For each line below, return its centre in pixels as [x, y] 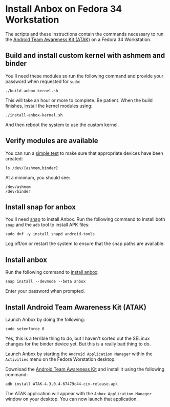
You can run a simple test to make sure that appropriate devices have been [84, 153]
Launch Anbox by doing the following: [45, 319]
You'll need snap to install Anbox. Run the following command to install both [85, 219]
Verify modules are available [52, 141]
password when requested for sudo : [43, 81]
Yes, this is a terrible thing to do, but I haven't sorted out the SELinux [78, 338]
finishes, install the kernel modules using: [49, 106]
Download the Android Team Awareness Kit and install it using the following [85, 369]
